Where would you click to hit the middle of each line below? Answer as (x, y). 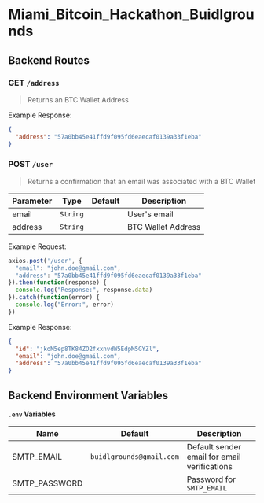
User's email (150, 214)
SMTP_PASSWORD (48, 483)
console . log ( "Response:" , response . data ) (84, 290)
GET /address (34, 83)
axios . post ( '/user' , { (45, 261)
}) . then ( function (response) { (58, 283)
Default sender (214, 446)
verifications (210, 466)
